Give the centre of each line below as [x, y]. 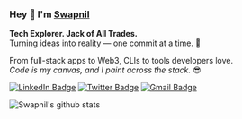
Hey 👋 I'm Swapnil [49, 14]
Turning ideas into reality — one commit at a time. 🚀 [105, 43]
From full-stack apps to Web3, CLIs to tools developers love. [121, 61]
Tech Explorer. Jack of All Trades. [73, 34]
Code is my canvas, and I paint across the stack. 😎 [105, 70]
